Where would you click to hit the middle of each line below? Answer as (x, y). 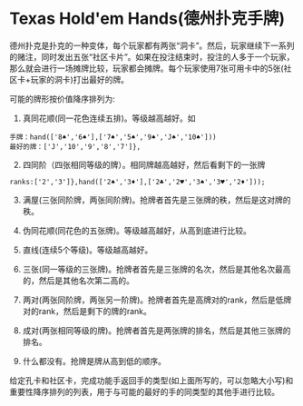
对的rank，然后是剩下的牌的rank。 (87, 311)
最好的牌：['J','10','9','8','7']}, (75, 146)
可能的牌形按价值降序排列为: (63, 99)
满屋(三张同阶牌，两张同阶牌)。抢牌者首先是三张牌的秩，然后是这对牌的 (157, 200)
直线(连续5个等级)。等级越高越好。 (88, 250)
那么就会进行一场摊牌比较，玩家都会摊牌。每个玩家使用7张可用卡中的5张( (147, 68)
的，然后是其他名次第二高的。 (78, 280)
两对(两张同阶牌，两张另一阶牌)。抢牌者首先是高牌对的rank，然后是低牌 (157, 300)
